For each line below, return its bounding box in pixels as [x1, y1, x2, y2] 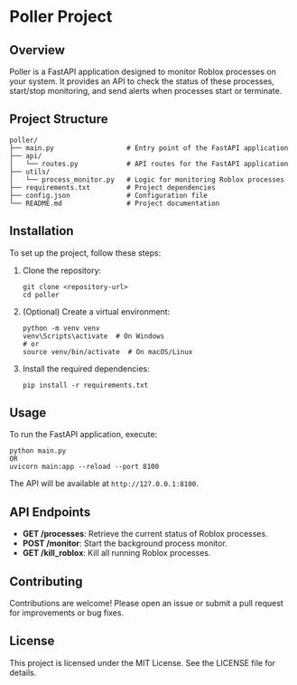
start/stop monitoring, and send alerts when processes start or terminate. [9, 86, 283, 96]
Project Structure [9, 111, 108, 127]
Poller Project [9, 6, 113, 27]
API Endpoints [9, 504, 91, 520]
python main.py [9, 446, 67, 455]
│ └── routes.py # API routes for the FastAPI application [9, 159, 289, 168]
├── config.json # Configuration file [9, 191, 208, 200]
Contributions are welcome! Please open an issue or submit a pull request [9, 598, 284, 609]
